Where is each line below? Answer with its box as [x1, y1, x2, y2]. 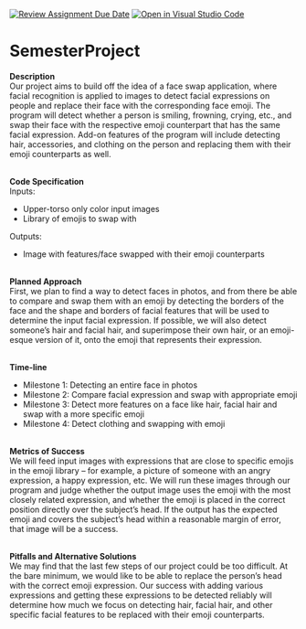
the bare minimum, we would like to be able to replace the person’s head [9, 570, 283, 581]
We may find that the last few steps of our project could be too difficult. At [9, 560, 289, 571]
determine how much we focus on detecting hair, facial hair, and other [9, 599, 273, 610]
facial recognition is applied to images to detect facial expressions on [9, 90, 270, 101]
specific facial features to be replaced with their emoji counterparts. [9, 609, 265, 620]
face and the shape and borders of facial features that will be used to [9, 304, 269, 315]
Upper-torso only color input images [22, 203, 160, 214]
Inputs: [9, 186, 36, 197]
